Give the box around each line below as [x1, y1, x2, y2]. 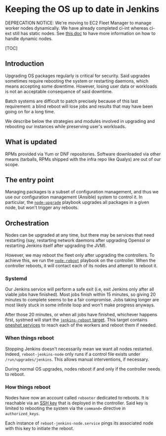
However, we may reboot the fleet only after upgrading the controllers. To [5, 252, 155, 258]
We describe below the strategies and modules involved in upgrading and [5, 118, 155, 124]
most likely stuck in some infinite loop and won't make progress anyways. [5, 302, 155, 308]
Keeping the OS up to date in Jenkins [5, 3, 160, 15]
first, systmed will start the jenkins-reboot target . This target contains [5, 317, 148, 323]
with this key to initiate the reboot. [5, 426, 74, 432]
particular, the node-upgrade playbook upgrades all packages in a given [5, 199, 150, 205]
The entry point [5, 176, 54, 184]
